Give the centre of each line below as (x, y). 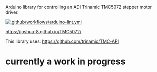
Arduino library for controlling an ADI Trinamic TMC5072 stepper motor (79, 7)
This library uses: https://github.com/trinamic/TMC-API (62, 41)
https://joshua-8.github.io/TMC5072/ (43, 32)
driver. (12, 12)
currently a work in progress (65, 62)
